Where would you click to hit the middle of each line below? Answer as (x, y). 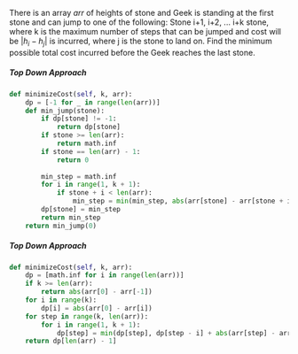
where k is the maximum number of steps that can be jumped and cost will (145, 31)
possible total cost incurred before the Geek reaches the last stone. (132, 52)
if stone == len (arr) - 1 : (91, 151)
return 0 (73, 160)
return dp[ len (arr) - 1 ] (71, 341)
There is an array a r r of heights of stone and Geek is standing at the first (141, 13)
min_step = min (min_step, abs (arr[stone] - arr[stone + (178, 201)
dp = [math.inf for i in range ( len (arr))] (105, 275)
